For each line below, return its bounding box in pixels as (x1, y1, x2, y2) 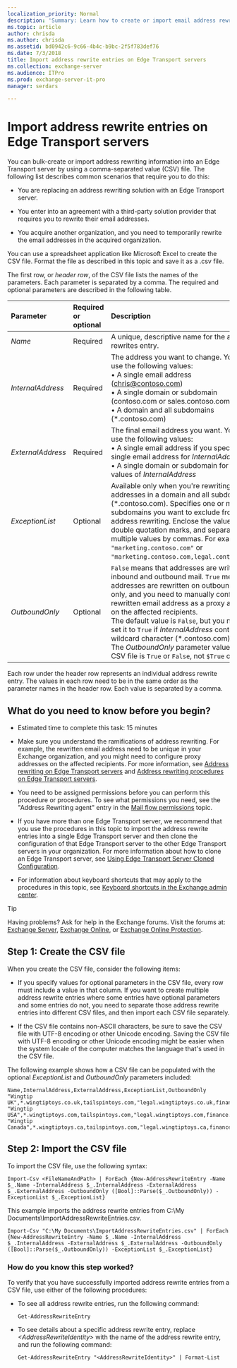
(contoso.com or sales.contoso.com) (110, 397, 233, 406)
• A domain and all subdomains (110, 405, 214, 415)
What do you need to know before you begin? (7, 705, 212, 717)
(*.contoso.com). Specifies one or (110, 499, 224, 509)
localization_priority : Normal (7, 10, 99, 18)
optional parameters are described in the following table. (7, 286, 172, 294)
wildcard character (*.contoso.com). (110, 634, 233, 643)
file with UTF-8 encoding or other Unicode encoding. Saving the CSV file (17, 1029, 230, 1038)
